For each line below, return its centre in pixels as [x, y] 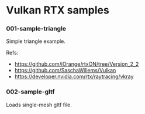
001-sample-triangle [36, 29]
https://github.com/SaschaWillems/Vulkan [65, 71]
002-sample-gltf [30, 92]
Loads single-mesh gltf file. [39, 105]
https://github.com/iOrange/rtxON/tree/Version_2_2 [77, 64]
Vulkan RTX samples [58, 10]
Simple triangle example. [36, 41]
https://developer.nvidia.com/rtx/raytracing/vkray [74, 76]
